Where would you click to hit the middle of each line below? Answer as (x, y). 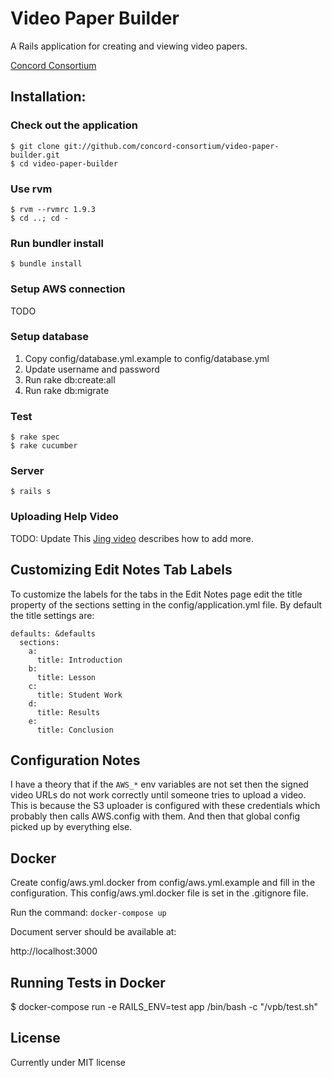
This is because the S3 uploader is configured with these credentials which (165, 806)
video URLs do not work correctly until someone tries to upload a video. (158, 795)
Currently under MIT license (68, 1062)
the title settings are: (52, 615)
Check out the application (74, 125)
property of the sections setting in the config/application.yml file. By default (166, 604)
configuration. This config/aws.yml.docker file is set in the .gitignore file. (159, 893)
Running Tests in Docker (88, 982)
